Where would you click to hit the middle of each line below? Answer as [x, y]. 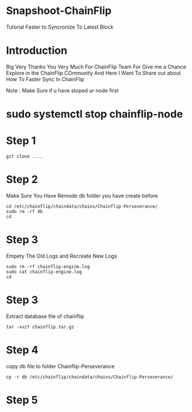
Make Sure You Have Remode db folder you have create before [82, 195]
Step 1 [21, 141]
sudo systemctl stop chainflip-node [95, 114]
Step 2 [22, 180]
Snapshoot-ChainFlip [59, 11]
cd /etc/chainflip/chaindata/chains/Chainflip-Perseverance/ [82, 206]
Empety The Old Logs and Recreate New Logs [62, 256]
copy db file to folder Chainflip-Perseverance [60, 366]
